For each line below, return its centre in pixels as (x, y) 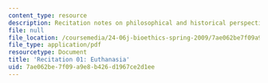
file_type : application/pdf (55, 45)
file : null (26, 30)
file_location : (33, 38)
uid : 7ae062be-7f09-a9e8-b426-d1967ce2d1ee (82, 67)
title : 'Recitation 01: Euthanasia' (69, 60)
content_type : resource (48, 15)
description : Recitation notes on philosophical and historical (117, 23)
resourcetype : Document (48, 52)
